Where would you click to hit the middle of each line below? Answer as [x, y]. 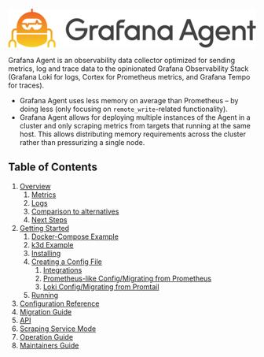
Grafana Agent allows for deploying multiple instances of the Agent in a [135, 117]
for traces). [26, 85]
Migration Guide [46, 311]
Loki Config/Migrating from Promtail [101, 286]
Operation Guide [46, 337]
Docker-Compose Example [75, 236]
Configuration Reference [59, 303]
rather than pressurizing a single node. [82, 142]
